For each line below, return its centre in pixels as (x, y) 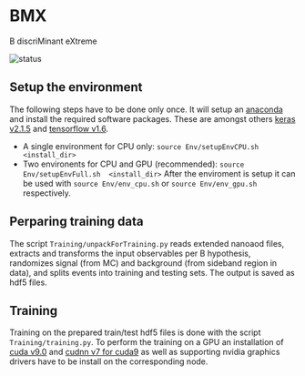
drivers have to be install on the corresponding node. (109, 361)
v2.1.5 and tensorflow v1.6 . (59, 128)
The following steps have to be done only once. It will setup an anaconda (147, 109)
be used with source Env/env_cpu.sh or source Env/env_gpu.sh (140, 183)
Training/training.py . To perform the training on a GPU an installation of (147, 342)
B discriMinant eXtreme (53, 41)
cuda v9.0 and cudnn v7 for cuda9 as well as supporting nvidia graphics (145, 352)
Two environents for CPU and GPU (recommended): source (133, 164)
